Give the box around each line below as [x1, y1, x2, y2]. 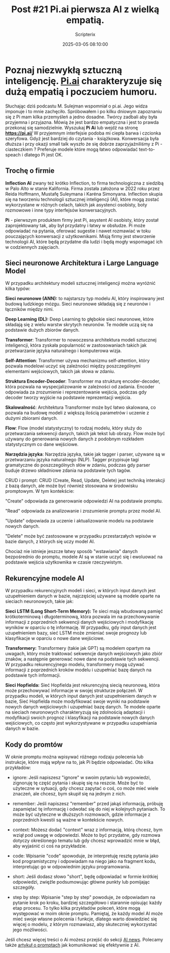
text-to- [139, 146, 155, 152]
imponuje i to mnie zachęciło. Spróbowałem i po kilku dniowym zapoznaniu [5, 108, 162, 114]
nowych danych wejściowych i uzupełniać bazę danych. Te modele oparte [5, 704, 161, 710]
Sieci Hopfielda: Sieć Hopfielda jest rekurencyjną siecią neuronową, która [5, 682, 160, 689]
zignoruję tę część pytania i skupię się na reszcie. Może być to [12, 780, 144, 786]
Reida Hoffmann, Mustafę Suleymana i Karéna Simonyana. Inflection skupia [5, 191, 163, 197]
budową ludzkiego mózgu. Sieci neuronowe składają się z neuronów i [5, 301, 151, 307]
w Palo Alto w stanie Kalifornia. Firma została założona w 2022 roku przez [5, 185, 160, 192]
